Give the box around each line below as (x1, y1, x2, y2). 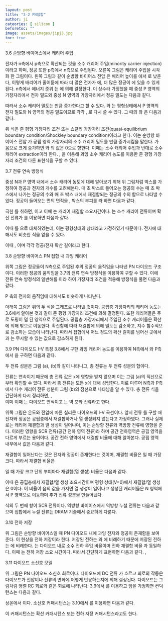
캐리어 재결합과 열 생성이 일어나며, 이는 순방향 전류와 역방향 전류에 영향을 (14, 422, 158, 428)
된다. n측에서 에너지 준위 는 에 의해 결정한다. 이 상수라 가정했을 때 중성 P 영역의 (5, 85, 160, 92)
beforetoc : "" (5, 26, 35, 31)
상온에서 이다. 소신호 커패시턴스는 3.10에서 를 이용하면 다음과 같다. (5, 599, 135, 606)
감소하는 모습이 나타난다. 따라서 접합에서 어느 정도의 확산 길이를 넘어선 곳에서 (10, 329, 162, 335)
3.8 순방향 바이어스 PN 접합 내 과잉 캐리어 (5, 252, 87, 259)
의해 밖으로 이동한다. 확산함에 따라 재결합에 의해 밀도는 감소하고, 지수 (10, 322, 145, 328)
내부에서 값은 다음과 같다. (5, 440, 55, 447)
